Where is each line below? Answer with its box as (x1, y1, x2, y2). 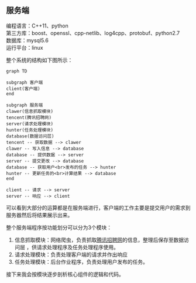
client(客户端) (6, 85, 40, 92)
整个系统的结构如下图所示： (6, 56, 73, 63)
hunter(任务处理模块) (6, 127, 54, 133)
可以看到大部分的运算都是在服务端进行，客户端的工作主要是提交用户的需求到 (6, 204, 191, 211)
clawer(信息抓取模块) (6, 108, 54, 114)
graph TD (6, 68, 27, 74)
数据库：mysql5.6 (6, 37, 49, 44)
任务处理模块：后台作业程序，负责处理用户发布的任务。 (14, 258, 148, 265)
